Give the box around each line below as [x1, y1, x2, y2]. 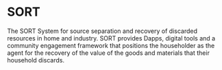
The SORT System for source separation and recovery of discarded [7, 27, 197, 35]
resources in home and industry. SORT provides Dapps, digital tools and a [7, 34, 216, 42]
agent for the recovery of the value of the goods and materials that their [7, 49, 210, 57]
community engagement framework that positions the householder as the [7, 41, 215, 49]
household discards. [7, 56, 65, 64]
